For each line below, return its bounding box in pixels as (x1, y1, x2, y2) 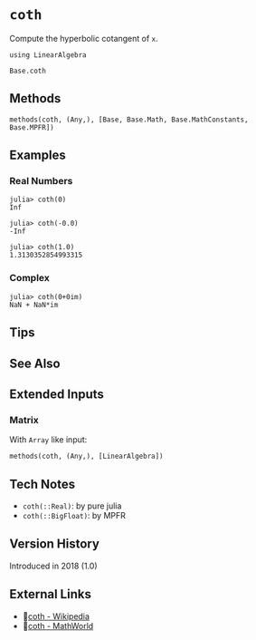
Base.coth (9, 66, 47, 75)
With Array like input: (9, 434, 88, 445)
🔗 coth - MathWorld (22, 620, 94, 631)
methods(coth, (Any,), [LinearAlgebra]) (9, 451, 165, 461)
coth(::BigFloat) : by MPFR (22, 510, 127, 521)
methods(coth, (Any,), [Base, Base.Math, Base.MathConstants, (9, 115, 249, 124)
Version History (9, 537, 100, 552)
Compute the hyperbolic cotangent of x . (9, 33, 158, 44)
